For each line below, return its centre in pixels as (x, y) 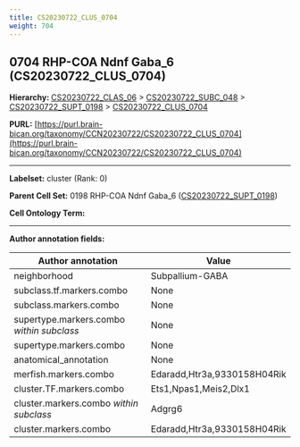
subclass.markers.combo (67, 305)
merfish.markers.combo (64, 375)
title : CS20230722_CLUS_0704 (63, 17)
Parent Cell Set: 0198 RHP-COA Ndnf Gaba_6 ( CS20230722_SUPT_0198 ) (144, 196)
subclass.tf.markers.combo (71, 291)
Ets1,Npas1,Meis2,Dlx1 (200, 389)
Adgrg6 (167, 409)
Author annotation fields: (57, 239)
